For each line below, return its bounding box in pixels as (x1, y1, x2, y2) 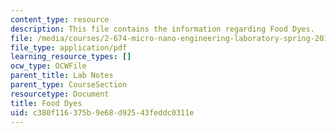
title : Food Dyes (10, 98, 83, 108)
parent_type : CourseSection (10, 80, 128, 90)
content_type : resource (10, 14, 110, 25)
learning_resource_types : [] (10, 52, 132, 62)
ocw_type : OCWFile (10, 61, 87, 71)
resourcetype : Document (10, 89, 110, 99)
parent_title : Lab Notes (10, 71, 114, 81)
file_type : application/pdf (10, 42, 128, 53)
